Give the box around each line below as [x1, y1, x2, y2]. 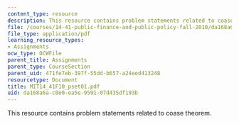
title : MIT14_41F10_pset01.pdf [7, 83, 100, 90]
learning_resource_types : [7, 37, 84, 44]
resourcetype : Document [7, 76, 78, 84]
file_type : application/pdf [7, 30, 91, 38]
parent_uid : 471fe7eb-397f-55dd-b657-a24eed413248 [7, 69, 161, 77]
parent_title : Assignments [7, 57, 87, 64]
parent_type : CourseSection [7, 63, 91, 70]
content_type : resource [7, 10, 78, 18]
